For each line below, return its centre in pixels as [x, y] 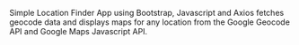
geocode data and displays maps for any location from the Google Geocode [149, 22]
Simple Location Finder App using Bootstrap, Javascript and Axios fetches [147, 13]
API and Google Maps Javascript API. [79, 31]
